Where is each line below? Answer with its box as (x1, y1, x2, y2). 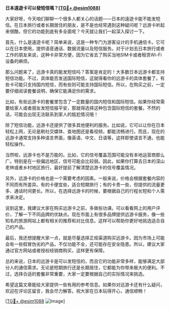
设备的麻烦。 (5, 58, 32, 64)
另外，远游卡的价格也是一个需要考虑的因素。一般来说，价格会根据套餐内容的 (5, 175, 165, 181)
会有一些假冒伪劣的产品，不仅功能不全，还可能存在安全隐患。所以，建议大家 (5, 241, 165, 247)
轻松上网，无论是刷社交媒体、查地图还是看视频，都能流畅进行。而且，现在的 (5, 129, 165, 134)
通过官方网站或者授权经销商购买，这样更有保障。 (5, 248, 107, 253)
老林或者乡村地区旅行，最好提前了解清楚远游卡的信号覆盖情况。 (5, 165, 138, 170)
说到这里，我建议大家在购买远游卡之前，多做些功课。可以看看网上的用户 (5, 205, 156, 211)
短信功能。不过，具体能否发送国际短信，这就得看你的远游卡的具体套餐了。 (5, 75, 160, 81)
